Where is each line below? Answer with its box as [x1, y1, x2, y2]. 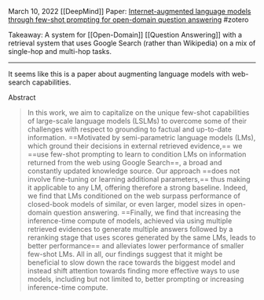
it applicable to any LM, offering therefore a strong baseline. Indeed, [27, 183, 248, 192]
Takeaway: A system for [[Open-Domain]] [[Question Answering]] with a [8, 31, 242, 39]
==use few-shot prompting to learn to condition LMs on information [27, 150, 247, 159]
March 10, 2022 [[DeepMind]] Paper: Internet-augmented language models [8, 7, 251, 16]
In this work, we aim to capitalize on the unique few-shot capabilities [27, 108, 250, 117]
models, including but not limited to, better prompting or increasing [27, 274, 244, 284]
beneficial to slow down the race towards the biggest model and [27, 258, 236, 267]
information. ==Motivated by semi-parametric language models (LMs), [27, 133, 256, 142]
